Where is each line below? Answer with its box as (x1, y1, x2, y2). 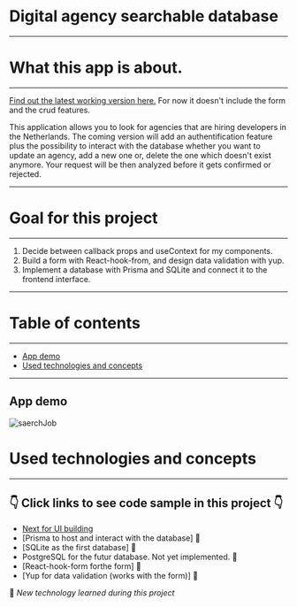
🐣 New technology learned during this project (9, 588, 175, 598)
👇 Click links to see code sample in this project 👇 (9, 496, 284, 511)
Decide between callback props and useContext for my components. (21, 245, 273, 256)
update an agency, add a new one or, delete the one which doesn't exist (9, 150, 271, 160)
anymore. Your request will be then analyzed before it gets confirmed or (9, 159, 271, 170)
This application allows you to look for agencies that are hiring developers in (9, 121, 287, 132)
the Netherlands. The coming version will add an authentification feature (9, 131, 273, 142)
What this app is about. (9, 58, 183, 78)
